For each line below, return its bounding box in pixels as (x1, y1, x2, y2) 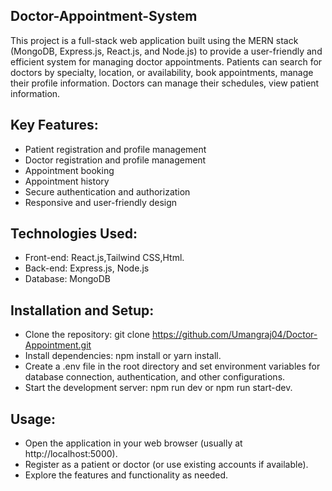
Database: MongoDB (24, 273, 111, 285)
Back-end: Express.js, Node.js (24, 262, 150, 274)
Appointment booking (24, 164, 115, 176)
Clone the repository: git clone (24, 329, 150, 341)
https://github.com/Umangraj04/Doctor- (151, 329, 318, 341)
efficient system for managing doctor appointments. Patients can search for (10, 55, 323, 68)
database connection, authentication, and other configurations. (24, 371, 286, 383)
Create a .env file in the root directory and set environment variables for (24, 360, 321, 373)
